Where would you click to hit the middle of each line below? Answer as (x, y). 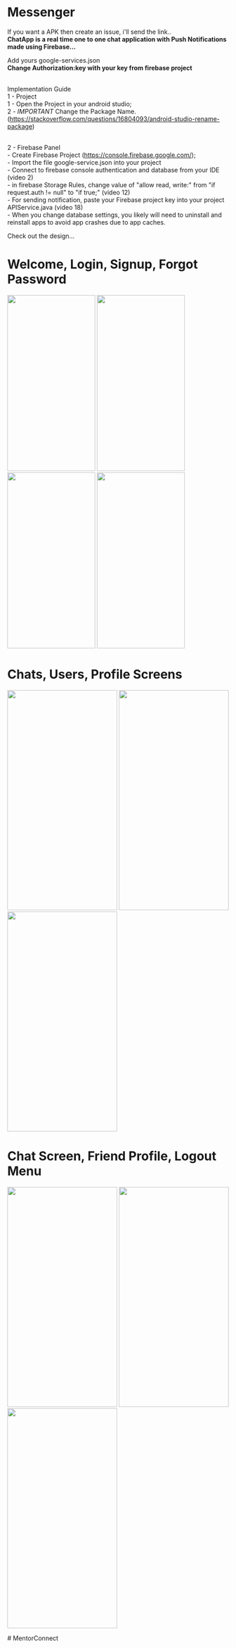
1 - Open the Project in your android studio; (70, 103)
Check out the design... (41, 236)
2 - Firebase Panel (34, 147)
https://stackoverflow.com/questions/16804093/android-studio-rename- (114, 119)
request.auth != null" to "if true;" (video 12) (69, 192)
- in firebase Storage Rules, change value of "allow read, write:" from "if (111, 184)
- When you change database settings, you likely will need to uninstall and (115, 215)
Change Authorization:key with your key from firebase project (100, 68)
